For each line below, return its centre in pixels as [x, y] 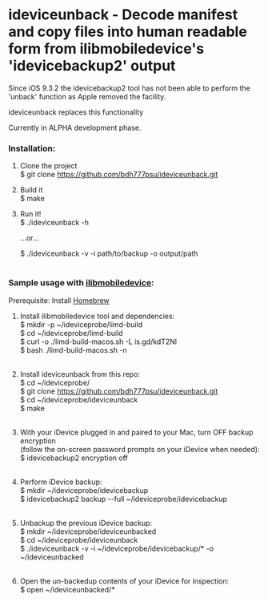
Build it [31, 190]
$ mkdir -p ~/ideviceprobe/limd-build [81, 324]
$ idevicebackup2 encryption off [74, 458]
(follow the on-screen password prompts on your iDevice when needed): [140, 449]
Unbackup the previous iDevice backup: [86, 523]
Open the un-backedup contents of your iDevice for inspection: [124, 581]
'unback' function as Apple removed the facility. [87, 96]
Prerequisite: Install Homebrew [59, 300]
